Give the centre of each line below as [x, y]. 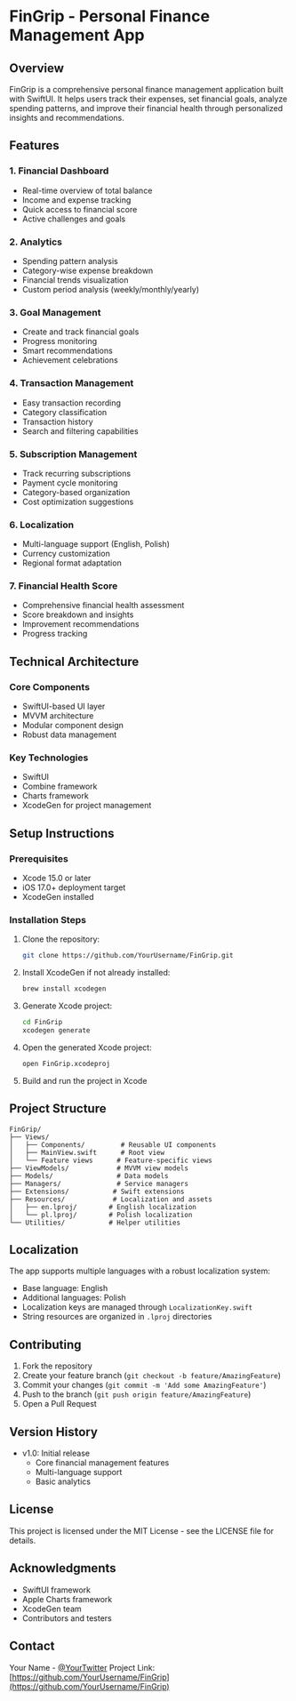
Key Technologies [49, 758]
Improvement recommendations [80, 624]
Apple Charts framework [67, 1599]
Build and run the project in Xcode [84, 1080]
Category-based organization [76, 492]
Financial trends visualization [75, 280]
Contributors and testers [67, 1618]
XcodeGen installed [58, 897]
